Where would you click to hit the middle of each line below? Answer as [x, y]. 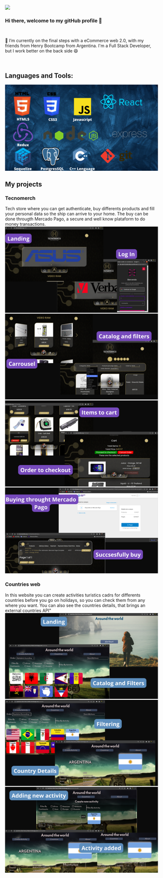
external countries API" [28, 610]
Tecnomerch [20, 198]
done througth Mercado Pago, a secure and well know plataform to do [75, 219]
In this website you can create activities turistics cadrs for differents [73, 595]
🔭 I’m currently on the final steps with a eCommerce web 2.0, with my [74, 41]
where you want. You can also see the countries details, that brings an [75, 605]
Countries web [23, 584]
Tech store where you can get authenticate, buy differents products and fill [80, 209]
